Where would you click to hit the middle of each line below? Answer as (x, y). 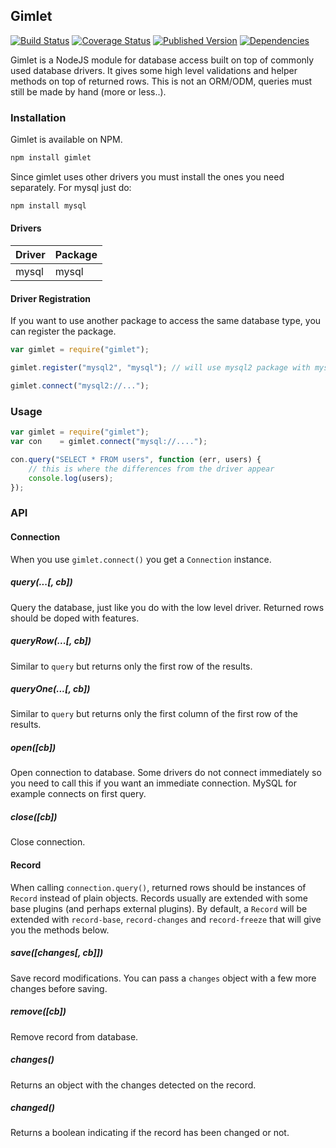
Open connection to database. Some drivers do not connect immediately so (166, 773)
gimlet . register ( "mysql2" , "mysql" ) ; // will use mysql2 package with (160, 368)
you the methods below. (60, 930)
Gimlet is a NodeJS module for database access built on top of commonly (162, 60)
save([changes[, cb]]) (57, 953)
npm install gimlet (51, 158)
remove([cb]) (38, 1011)
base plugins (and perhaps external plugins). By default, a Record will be (159, 908)
